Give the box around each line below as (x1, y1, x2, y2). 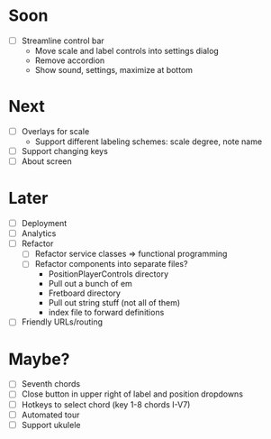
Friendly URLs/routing (21, 316, 104, 327)
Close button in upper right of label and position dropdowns (21, 389, 244, 399)
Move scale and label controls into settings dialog (34, 46, 220, 56)
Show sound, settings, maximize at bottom (34, 65, 194, 75)
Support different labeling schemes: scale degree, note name (34, 136, 263, 147)
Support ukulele (21, 419, 81, 430)
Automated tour (21, 409, 80, 420)
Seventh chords (21, 379, 81, 389)
